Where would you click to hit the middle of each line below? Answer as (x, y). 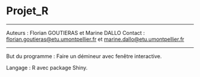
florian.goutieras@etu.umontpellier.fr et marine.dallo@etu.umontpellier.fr (95, 39)
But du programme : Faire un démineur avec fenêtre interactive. (84, 56)
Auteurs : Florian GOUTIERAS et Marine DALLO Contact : (76, 33)
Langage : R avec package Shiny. (47, 68)
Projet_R (27, 11)
